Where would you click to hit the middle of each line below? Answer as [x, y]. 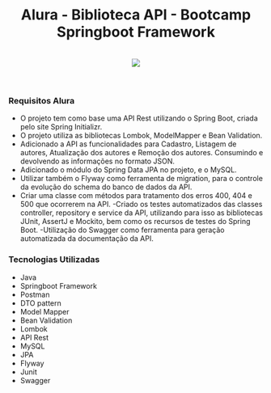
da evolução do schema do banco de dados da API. [106, 187]
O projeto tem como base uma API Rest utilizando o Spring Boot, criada [139, 118]
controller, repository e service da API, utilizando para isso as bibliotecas [141, 213]
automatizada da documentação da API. [87, 239]
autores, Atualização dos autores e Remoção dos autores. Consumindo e [142, 153]
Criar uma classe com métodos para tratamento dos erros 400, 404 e [136, 196]
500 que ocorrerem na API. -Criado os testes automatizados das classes [141, 205]
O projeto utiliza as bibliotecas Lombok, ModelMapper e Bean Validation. [141, 136]
